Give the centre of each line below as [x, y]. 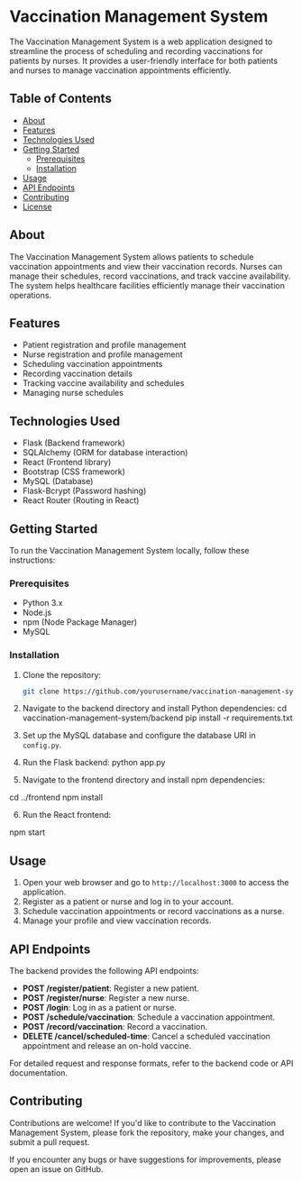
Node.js [37, 613]
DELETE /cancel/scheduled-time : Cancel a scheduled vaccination [146, 1036]
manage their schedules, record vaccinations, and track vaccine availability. [150, 276]
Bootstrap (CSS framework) [74, 472]
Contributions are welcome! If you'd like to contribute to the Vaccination [143, 1122]
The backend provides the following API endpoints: [104, 971]
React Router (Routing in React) [81, 500]
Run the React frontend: [67, 815]
